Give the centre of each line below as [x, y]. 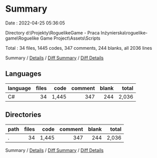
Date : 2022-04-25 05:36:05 [35, 23]
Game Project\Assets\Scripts [70, 38]
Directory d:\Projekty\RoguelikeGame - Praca [53, 33]
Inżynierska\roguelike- [124, 33]
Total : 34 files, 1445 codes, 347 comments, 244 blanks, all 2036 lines [79, 48]
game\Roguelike [22, 38]
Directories [23, 115]
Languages [23, 74]
